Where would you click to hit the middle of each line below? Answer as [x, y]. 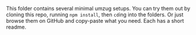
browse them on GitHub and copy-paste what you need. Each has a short [95, 21]
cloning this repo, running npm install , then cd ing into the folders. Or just [95, 15]
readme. [16, 27]
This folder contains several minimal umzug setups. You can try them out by [98, 8]
